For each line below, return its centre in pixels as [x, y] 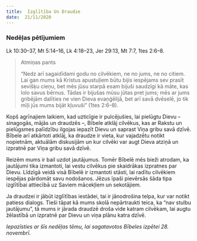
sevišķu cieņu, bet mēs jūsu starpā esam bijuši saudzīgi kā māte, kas [104, 86]
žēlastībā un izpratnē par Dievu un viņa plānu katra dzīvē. [76, 215]
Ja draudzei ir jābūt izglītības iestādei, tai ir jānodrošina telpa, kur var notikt [98, 196]
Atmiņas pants [38, 62]
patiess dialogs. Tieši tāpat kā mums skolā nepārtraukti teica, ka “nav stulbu [98, 203]
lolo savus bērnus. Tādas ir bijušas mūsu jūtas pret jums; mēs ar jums [105, 92]
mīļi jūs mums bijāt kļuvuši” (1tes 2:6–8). [70, 105]
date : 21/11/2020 [29, 17]
